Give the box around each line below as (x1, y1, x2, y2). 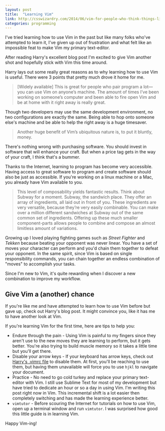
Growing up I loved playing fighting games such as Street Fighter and (5, 235, 145, 241)
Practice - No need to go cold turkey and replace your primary (12, 374, 138, 380)
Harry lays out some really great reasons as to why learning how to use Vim (5, 69, 158, 75)
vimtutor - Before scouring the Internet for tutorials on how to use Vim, (12, 401, 156, 406)
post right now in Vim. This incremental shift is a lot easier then (12, 390, 140, 396)
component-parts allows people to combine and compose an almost (17, 220, 156, 226)
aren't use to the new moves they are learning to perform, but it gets (12, 338, 151, 344)
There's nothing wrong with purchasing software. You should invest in (5, 144, 147, 150)
